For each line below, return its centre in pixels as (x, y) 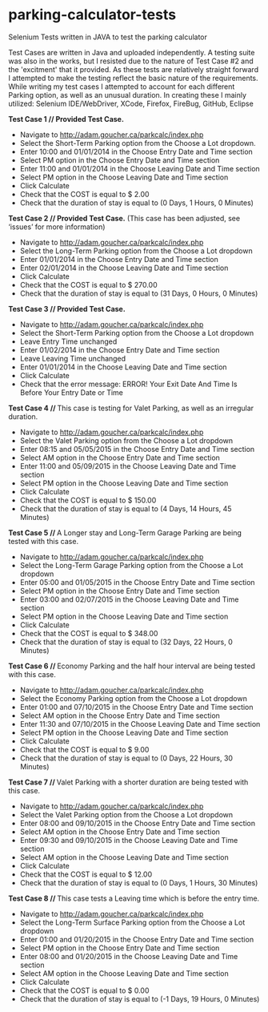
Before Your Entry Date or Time (72, 392)
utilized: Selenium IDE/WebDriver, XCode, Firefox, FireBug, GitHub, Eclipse (131, 103)
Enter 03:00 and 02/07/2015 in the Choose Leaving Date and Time (129, 599)
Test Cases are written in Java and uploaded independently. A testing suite (132, 52)
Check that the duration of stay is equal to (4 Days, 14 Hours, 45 (126, 508)
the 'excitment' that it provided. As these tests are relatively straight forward (133, 69)
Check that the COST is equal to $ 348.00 (89, 633)
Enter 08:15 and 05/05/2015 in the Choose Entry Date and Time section (137, 449)
